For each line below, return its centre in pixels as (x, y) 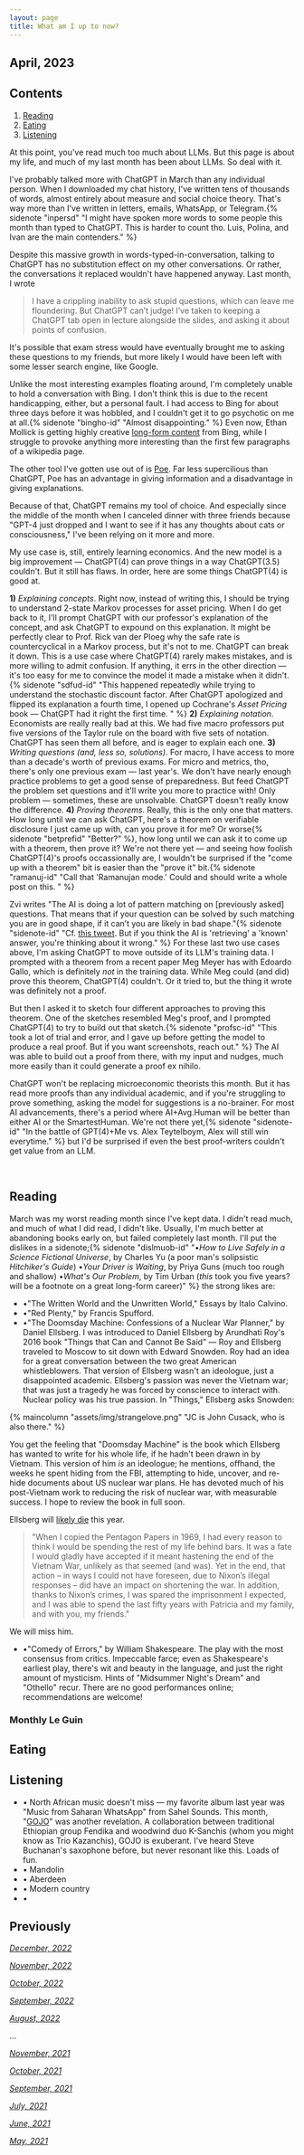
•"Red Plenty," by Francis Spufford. (88, 1313)
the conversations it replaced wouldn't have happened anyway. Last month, (150, 273)
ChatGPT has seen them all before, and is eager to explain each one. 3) (142, 742)
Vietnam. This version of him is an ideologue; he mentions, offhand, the (142, 1463)
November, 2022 (41, 1966)
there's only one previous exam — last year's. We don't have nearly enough (151, 771)
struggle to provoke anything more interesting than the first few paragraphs (150, 441)
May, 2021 (28, 2141)
